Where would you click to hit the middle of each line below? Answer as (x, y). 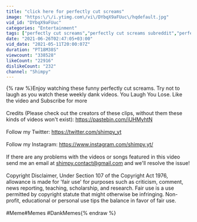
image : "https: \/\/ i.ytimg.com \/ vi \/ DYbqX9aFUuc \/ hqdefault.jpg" (87, 17)
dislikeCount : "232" (31, 66)
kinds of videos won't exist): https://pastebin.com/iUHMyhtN (79, 120)
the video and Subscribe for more (47, 101)
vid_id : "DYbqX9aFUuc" (34, 22)
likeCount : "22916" (30, 60)
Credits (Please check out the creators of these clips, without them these (94, 113)
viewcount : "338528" (31, 55)
